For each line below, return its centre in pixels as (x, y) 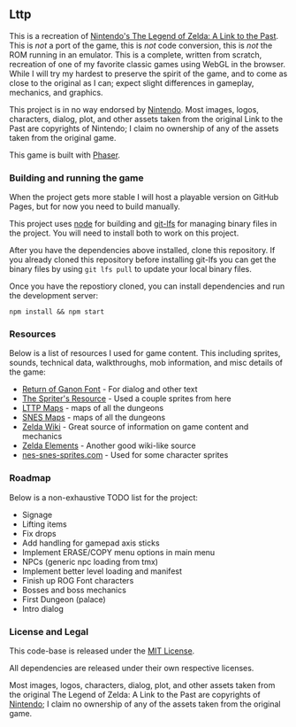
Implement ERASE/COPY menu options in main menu (118, 552)
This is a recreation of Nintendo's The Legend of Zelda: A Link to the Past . (144, 35)
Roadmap (30, 478)
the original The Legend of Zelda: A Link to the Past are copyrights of (135, 695)
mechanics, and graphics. (56, 92)
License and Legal (49, 631)
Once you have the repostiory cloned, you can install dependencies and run (147, 286)
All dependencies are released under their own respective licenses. (132, 668)
